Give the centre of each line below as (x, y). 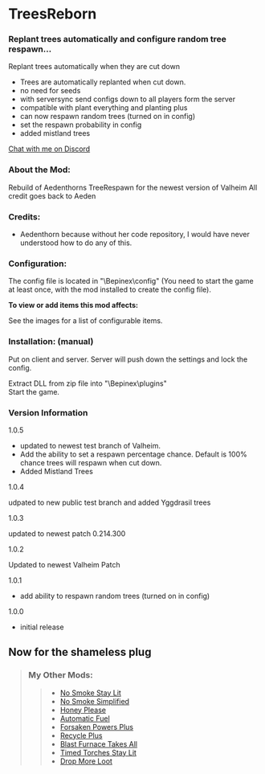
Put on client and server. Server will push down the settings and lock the (128, 359)
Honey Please (83, 710)
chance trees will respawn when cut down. (91, 462)
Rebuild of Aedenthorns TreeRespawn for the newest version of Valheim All (133, 187)
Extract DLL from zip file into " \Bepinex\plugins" (88, 383)
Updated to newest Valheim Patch (64, 564)
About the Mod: (39, 170)
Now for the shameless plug (80, 652)
